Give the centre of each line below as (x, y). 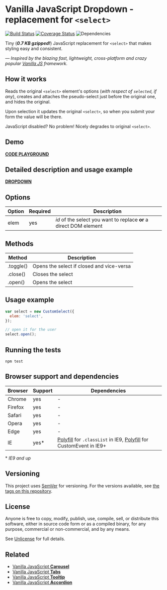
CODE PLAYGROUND (27, 154)
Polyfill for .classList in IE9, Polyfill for (103, 440)
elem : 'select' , (26, 316)
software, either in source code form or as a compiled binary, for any (76, 524)
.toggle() (18, 266)
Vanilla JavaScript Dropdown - (70, 9)
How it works (26, 79)
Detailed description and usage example (69, 170)
